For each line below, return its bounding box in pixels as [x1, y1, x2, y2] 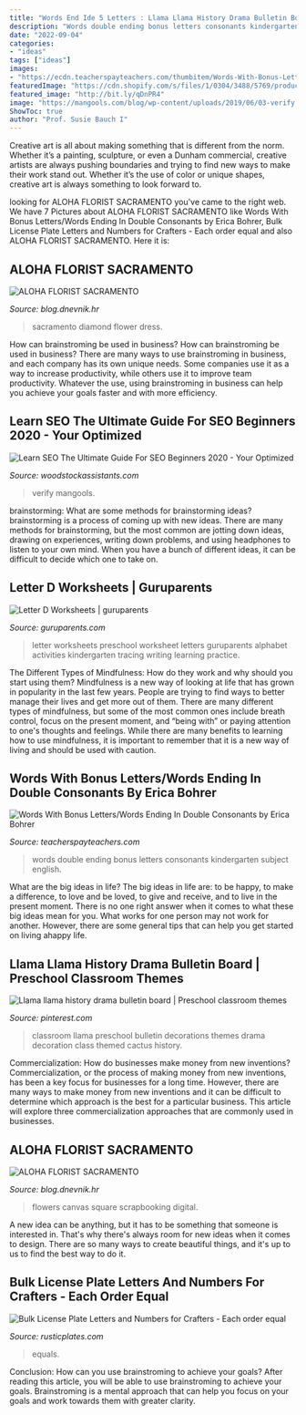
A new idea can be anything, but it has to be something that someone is [9, 1219, 279, 1230]
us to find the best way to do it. [9, 1248, 126, 1259]
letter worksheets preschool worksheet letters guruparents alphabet [31, 639, 288, 650]
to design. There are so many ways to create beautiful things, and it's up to [9, 1239, 291, 1249]
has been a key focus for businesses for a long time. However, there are [9, 1077, 280, 1088]
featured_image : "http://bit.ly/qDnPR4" [9, 89, 166, 98]
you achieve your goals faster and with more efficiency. [9, 387, 218, 398]
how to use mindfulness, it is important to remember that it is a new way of [9, 735, 290, 746]
